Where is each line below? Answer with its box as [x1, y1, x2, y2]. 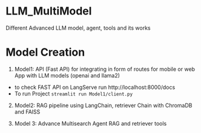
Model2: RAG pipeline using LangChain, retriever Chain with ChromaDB [14, 102, 193, 109]
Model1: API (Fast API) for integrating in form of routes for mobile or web [14, 65, 195, 73]
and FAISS [14, 108, 41, 115]
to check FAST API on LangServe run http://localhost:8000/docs [14, 83, 176, 91]
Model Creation [5, 45, 85, 59]
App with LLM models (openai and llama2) [14, 71, 120, 79]
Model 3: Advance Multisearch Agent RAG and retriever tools [14, 120, 167, 127]
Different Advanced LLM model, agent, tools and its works [5, 24, 151, 31]
